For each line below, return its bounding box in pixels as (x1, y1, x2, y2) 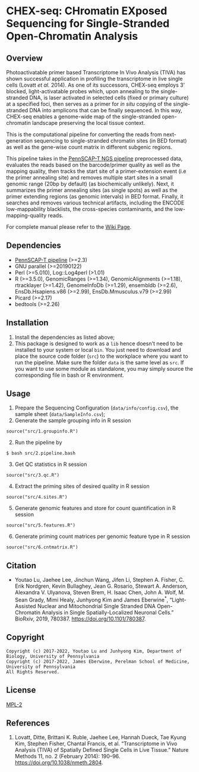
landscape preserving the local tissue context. (32, 119, 146, 126)
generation (6, 137, 33, 144)
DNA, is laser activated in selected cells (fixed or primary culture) (29, 94, 189, 101)
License (6, 685, 36, 695)
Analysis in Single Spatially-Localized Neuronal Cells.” (42, 609, 174, 616)
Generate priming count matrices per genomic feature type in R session (14, 533, 190, 540)
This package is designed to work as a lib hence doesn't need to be (14, 340, 183, 347)
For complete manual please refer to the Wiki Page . (6, 223, 132, 230)
